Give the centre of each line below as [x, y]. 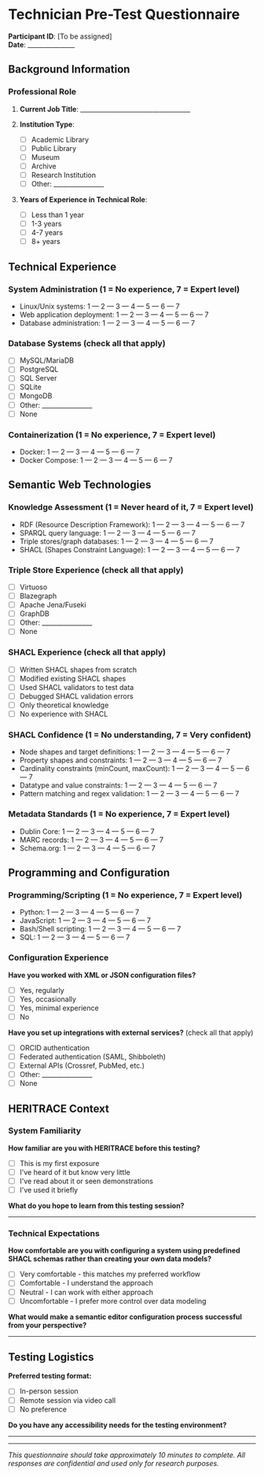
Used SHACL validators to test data [77, 687]
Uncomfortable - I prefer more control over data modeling [113, 1301]
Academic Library [60, 139]
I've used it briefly [49, 1190]
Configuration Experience [59, 958]
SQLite [30, 387]
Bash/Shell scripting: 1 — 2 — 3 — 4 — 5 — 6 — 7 [100, 929]
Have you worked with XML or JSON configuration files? [102, 975]
